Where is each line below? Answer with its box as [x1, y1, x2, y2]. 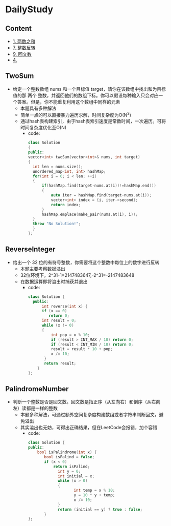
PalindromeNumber [5, 385, 69, 393]
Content [5, 24, 32, 33]
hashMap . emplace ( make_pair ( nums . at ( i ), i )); [41, 212, 138, 217]
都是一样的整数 [26, 405, 58, 411]
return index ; [51, 202, 81, 207]
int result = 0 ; [41, 318, 77, 323]
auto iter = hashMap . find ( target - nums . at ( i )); [51, 193, 152, 198]
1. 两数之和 [12, 38, 36, 44]
